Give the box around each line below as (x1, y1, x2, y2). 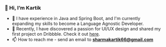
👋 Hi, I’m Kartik (4, 4, 41, 11)
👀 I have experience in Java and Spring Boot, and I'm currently (11, 16, 141, 22)
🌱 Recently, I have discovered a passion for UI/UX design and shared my (11, 26, 161, 32)
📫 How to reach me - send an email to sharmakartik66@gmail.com (11, 37, 154, 43)
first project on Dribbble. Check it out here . (11, 31, 100, 37)
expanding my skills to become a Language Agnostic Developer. (11, 21, 144, 26)
